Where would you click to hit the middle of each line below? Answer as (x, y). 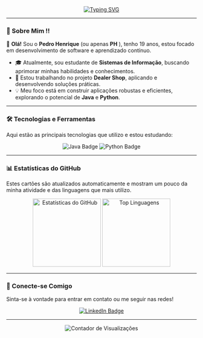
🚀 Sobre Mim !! (28, 31)
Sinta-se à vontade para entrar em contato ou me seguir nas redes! (90, 299)
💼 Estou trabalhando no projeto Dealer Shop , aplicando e (86, 78)
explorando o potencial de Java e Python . (67, 98)
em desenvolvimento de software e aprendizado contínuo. (79, 50)
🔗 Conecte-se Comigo (39, 286)
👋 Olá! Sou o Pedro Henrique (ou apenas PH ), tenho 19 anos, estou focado (100, 44)
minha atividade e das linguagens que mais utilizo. (69, 190)
